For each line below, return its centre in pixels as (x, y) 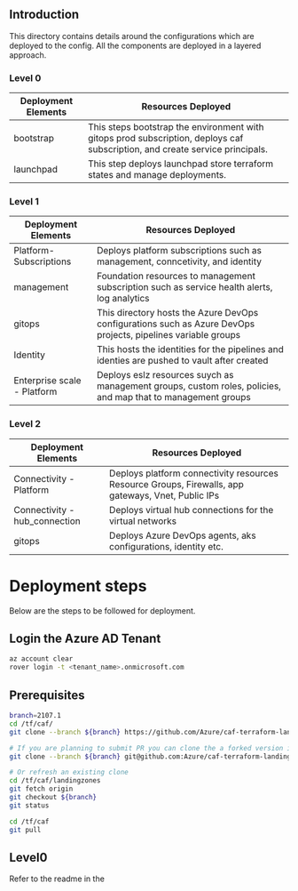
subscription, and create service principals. (178, 149)
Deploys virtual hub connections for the (192, 510)
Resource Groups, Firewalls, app (176, 484)
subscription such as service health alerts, (184, 287)
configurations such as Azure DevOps (176, 324)
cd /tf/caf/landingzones (55, 781)
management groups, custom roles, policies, (189, 386)
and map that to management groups (173, 397)
